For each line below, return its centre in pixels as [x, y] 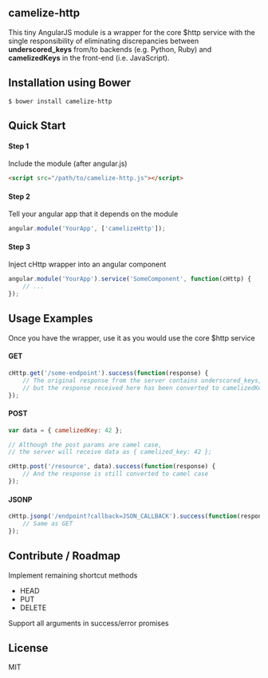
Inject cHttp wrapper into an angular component [87, 264]
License [28, 648]
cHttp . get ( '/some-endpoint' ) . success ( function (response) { [108, 373]
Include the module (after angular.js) [68, 164]
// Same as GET [48, 524]
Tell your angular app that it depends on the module [93, 214]
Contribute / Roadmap [65, 556]
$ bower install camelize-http [60, 101]
